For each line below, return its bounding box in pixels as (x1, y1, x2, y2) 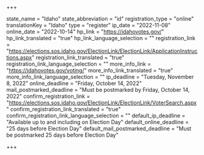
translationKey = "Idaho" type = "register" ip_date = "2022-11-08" (6, 22, 171, 29)
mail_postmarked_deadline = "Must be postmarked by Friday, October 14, (6, 86, 190, 93)
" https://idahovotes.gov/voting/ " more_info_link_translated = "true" (6, 67, 174, 74)
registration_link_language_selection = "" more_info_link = (6, 60, 151, 67)
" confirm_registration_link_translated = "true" (6, 106, 121, 112)
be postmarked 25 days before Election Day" (6, 131, 119, 139)
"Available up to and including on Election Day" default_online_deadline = (6, 119, 189, 125)
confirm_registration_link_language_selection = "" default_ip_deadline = (6, 112, 186, 119)
